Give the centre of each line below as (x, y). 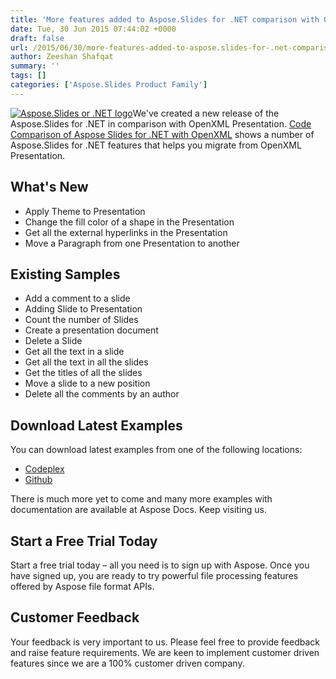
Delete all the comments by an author (102, 394)
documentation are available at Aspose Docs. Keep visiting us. (138, 510)
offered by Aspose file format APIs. (82, 586)
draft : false (37, 38)
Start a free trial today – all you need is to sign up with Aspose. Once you (160, 565)
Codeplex (44, 469)
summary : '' (35, 66)
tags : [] (28, 76)
